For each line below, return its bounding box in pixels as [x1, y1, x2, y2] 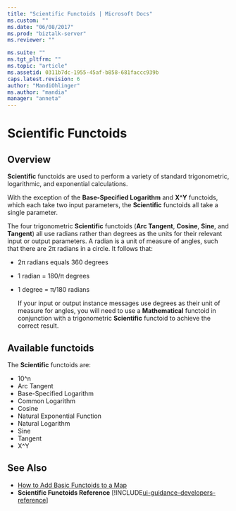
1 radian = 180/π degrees [17, 272, 90, 281]
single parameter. [7, 209, 58, 217]
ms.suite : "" [7, 49, 46, 56]
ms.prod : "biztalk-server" [7, 30, 87, 37]
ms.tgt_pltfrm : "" [7, 56, 61, 63]
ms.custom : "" [7, 17, 49, 24]
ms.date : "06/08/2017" [7, 23, 74, 30]
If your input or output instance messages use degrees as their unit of [17, 299, 221, 307]
